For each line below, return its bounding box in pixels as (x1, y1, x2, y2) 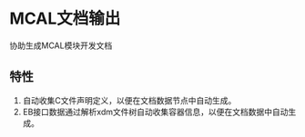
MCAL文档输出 (9, 8, 121, 29)
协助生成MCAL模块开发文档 (9, 40, 113, 51)
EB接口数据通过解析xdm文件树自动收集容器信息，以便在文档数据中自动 (22, 106, 289, 117)
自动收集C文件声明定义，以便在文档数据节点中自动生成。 (22, 94, 237, 105)
